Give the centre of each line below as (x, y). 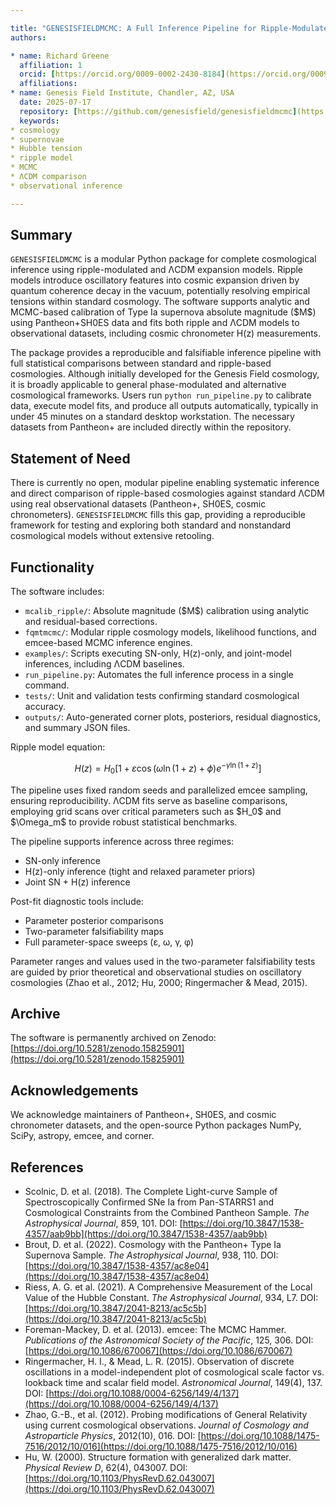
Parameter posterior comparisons (94, 920)
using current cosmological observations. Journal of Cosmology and (166, 1425)
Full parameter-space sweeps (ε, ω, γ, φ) (109, 942)
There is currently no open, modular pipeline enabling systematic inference (165, 483)
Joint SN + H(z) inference (77, 882)
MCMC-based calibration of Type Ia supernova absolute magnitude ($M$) (163, 312)
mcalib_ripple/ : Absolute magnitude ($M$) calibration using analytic (167, 611)
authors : (28, 37)
